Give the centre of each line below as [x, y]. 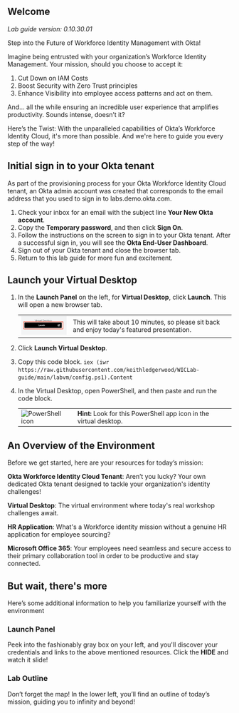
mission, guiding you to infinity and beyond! [71, 702]
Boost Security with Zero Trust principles [78, 86]
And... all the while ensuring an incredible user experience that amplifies [113, 107]
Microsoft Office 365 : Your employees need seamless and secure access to [119, 548]
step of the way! [31, 143]
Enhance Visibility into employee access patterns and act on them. [115, 93]
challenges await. [33, 513]
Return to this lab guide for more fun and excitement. [95, 258]
